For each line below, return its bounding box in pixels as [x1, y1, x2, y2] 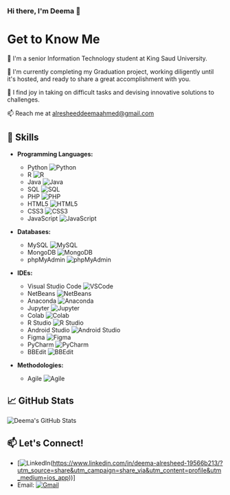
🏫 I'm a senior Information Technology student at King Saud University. [7, 54, 208, 62]
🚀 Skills [7, 132, 39, 143]
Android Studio [27, 325, 70, 334]
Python [27, 163, 48, 171]
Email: [16, 481, 35, 490]
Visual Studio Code [27, 281, 82, 290]
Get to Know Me [7, 32, 100, 47]
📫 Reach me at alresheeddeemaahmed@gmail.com [7, 109, 154, 117]
